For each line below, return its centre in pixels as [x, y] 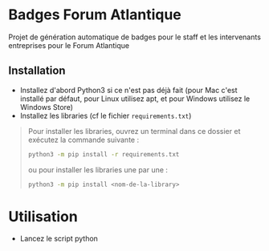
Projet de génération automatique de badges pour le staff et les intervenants [134, 37]
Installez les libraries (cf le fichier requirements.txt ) [106, 115]
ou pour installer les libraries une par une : [98, 169]
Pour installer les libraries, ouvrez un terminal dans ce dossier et [134, 131]
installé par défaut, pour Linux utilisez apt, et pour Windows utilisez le [135, 99]
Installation [37, 71]
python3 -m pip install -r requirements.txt [104, 154]
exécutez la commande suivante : [83, 140]
